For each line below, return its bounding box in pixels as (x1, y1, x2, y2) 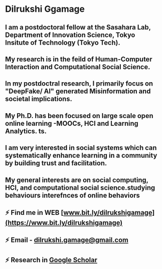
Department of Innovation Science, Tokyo (5, 30, 135, 39)
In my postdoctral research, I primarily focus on (5, 80, 153, 88)
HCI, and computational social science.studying (5, 183, 156, 192)
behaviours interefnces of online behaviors (5, 191, 140, 200)
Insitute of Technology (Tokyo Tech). (5, 38, 120, 47)
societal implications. (5, 95, 73, 103)
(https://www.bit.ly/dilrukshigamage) (5, 218, 123, 227)
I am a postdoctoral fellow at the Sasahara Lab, (5, 23, 151, 31)
